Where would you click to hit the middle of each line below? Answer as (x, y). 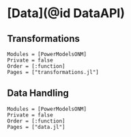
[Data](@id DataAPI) (66, 13)
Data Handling (38, 94)
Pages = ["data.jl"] (37, 127)
